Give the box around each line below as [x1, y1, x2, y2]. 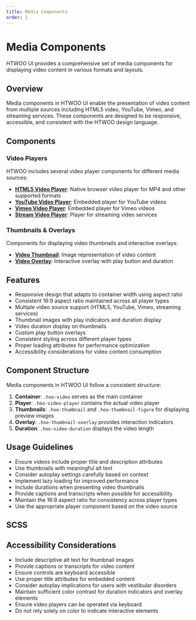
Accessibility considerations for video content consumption [14, 348, 162, 355]
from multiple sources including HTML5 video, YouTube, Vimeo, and [6, 106, 174, 113]
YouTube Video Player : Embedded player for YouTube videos [14, 198, 167, 205]
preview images [14, 412, 54, 419]
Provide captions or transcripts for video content [14, 562, 135, 570]
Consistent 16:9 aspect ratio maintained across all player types [14, 297, 169, 304]
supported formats [14, 192, 62, 199]
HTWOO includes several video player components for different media [6, 167, 179, 174]
